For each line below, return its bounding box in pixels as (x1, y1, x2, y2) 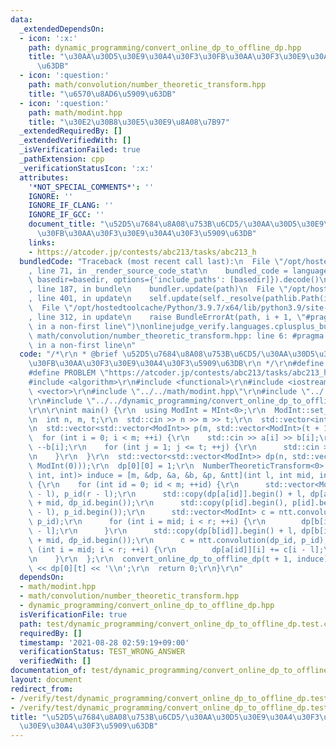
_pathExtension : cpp (19, 154, 105, 164)
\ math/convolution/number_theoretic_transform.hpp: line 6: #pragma (28, 331, 325, 341)
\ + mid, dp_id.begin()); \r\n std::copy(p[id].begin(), (28, 498, 288, 508)
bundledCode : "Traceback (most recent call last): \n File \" (19, 256, 284, 266)
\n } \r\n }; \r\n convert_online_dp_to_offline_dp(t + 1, (28, 554, 293, 564)
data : (10, 14, 33, 25)
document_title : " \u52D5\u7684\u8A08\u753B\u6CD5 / (28, 219, 244, 230)
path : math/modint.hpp (28, 107, 123, 118)
